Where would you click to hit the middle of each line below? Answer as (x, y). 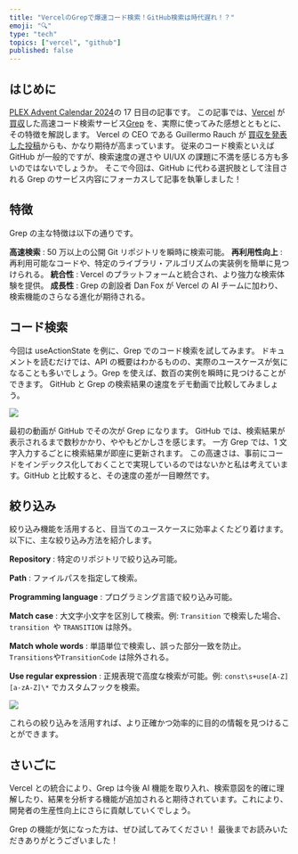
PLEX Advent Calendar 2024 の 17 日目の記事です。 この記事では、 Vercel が (147, 111)
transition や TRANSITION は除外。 (73, 627)
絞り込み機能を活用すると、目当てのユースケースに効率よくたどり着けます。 (149, 529)
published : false (41, 51)
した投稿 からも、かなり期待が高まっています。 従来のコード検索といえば (142, 145)
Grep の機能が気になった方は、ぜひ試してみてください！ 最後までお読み (141, 829)
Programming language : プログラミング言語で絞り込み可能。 (123, 597)
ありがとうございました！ (71, 841)
